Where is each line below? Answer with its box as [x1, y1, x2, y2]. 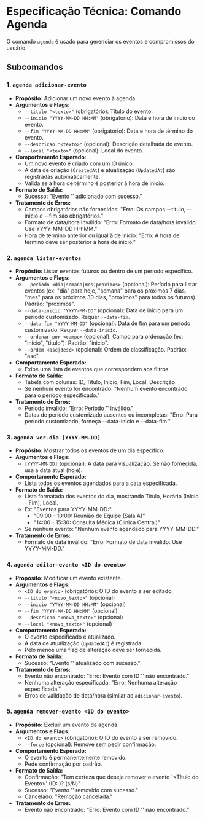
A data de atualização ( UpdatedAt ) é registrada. [24, 639, 143, 647]
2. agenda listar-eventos [6, 253, 82, 262]
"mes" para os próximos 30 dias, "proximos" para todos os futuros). [24, 293, 197, 301]
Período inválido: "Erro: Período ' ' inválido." [24, 404, 134, 412]
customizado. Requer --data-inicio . [24, 326, 118, 333]
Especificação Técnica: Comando [6, 4, 182, 18]
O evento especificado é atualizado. [24, 633, 116, 640]
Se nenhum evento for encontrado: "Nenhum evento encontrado [24, 385, 188, 392]
